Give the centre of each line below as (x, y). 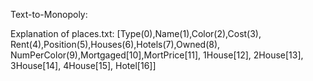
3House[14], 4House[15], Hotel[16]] (83, 65)
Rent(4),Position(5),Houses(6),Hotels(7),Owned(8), (115, 44)
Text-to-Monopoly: (49, 14)
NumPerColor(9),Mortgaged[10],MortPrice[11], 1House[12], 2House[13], (157, 55)
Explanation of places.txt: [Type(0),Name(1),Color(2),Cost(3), (136, 33)
